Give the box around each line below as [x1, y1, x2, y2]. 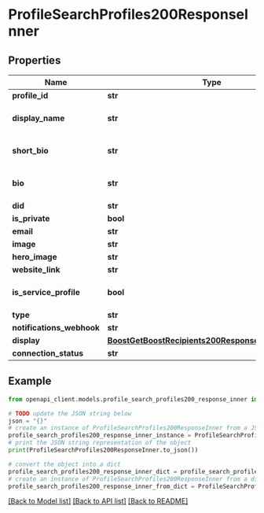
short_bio [12, 146, 49, 156]
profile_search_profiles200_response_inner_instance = [8, 431, 192, 440]
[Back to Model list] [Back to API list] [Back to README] [8, 496, 189, 506]
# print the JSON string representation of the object [8, 439, 192, 447]
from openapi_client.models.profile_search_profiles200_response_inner [8, 395, 247, 403]
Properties [8, 54, 61, 67]
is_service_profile [12, 287, 80, 297]
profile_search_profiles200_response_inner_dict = [8, 467, 178, 475]
